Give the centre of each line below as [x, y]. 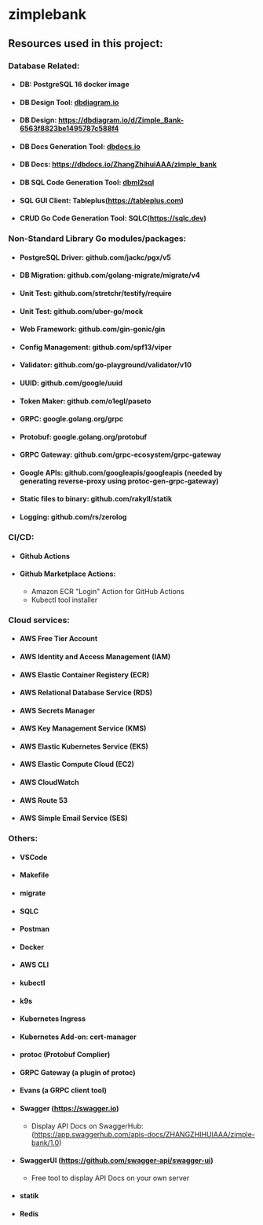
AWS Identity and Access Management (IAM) [95, 656]
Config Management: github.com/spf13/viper [95, 347]
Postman [34, 929]
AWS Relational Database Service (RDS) [86, 693]
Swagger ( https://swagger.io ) [69, 1109]
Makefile [34, 875]
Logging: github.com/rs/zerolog [73, 517]
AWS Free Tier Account [58, 639]
